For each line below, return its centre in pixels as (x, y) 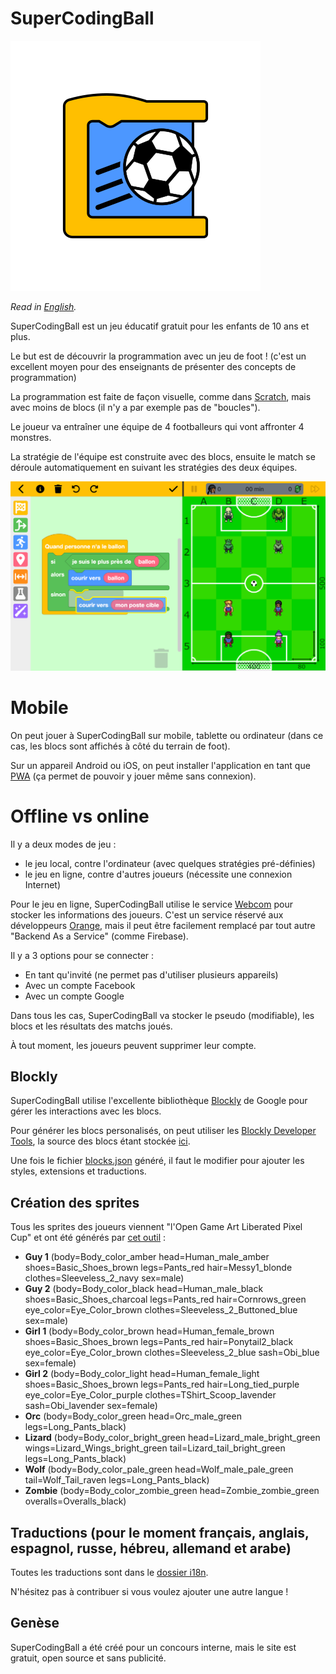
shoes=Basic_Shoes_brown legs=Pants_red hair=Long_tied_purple (162, 1384)
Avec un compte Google (74, 996)
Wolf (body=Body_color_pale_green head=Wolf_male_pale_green (159, 1469)
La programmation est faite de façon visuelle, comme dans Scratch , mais (161, 396)
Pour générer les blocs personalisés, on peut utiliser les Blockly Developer (163, 1131)
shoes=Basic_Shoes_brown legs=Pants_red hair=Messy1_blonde (158, 1268)
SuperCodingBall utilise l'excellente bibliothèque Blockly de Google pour (159, 1101)
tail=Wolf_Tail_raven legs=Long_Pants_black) (117, 1480)
